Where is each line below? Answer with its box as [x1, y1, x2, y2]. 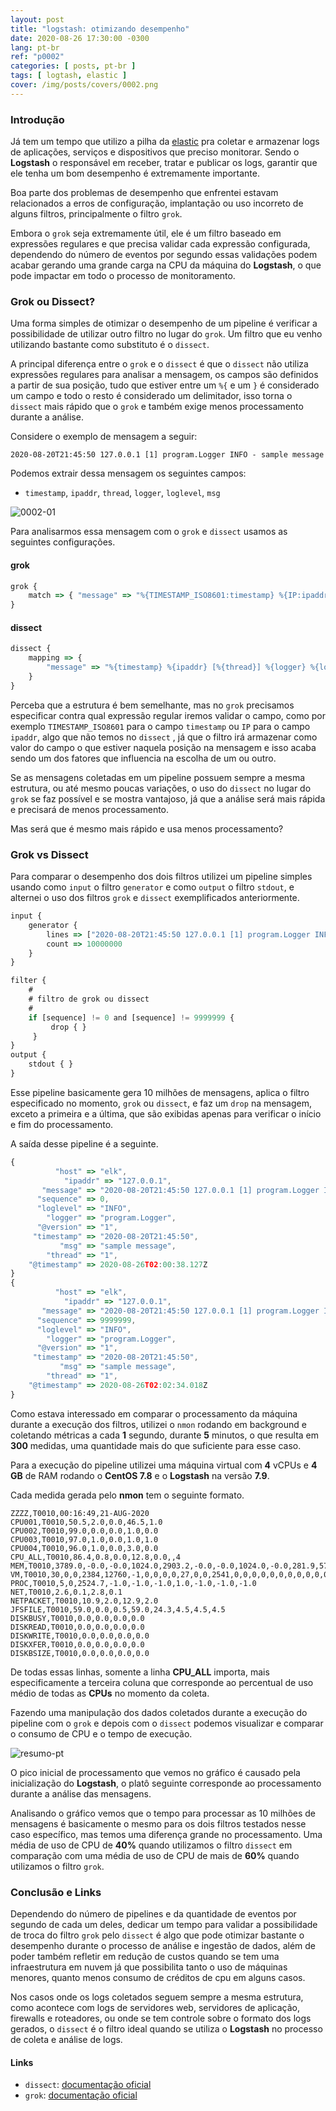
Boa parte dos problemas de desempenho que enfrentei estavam [10, 187, 279, 199]
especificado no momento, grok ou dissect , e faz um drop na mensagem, [10, 1097, 312, 1109]
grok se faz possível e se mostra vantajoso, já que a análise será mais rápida [10, 792, 326, 805]
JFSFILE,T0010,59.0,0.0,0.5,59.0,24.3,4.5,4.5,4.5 [10, 1604, 226, 1615]
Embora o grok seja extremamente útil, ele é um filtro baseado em [10, 227, 282, 240]
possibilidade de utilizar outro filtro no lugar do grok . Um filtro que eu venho [10, 328, 323, 340]
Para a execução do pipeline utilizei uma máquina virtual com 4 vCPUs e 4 [10, 1459, 318, 1471]
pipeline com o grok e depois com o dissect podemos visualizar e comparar [10, 1717, 324, 1729]
